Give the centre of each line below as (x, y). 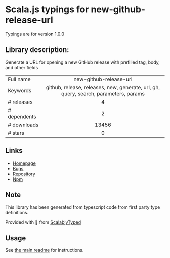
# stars (16, 133)
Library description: (37, 50)
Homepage (24, 163)
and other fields (22, 67)
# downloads (23, 125)
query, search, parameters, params (103, 93)
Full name (19, 79)
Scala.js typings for (47, 9)
